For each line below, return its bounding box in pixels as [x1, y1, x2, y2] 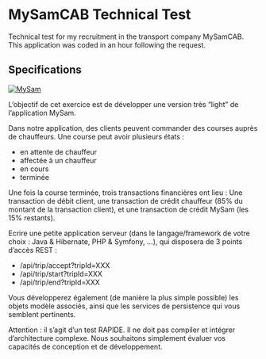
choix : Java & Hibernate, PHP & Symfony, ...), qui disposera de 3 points [8, 236, 243, 246]
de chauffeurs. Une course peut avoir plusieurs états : [8, 132, 185, 141]
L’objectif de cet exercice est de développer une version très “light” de [8, 99, 239, 109]
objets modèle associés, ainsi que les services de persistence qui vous [8, 301, 241, 311]
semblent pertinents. [8, 309, 76, 319]
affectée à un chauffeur [19, 155, 97, 165]
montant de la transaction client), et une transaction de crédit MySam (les [8, 204, 249, 214]
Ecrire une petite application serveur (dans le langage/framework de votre [8, 228, 250, 238]
